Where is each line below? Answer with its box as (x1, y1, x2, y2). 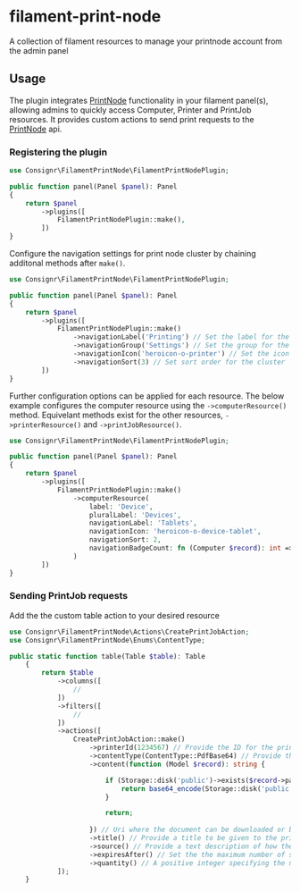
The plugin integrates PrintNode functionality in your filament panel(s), (9, 95, 269, 105)
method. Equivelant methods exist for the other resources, (9, 409, 223, 420)
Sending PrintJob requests (9, 590, 128, 602)
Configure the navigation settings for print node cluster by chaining (9, 248, 256, 259)
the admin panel (9, 45, 69, 55)
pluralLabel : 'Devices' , (88, 510, 181, 519)
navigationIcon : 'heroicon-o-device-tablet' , (88, 527, 262, 536)
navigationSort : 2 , (88, 535, 162, 544)
